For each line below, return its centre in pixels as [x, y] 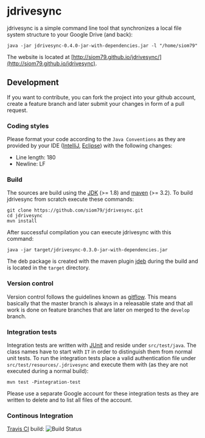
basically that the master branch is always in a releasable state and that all [100, 303]
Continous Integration [40, 415]
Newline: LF [31, 164]
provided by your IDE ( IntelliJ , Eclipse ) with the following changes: [90, 146]
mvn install [22, 221]
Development [33, 82]
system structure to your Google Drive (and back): [70, 34]
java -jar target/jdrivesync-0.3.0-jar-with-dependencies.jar [87, 250]
